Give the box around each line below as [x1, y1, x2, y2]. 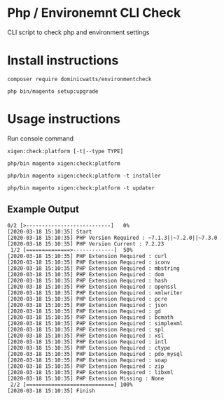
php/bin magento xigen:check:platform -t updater [7, 184, 155, 192]
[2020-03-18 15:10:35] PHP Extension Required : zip [7, 362, 164, 370]
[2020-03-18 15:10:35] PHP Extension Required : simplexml [7, 320, 183, 327]
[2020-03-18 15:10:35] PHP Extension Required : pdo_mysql [7, 350, 183, 357]
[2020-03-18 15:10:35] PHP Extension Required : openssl [7, 283, 177, 290]
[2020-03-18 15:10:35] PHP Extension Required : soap [7, 357, 168, 364]
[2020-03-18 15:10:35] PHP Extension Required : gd [7, 308, 161, 315]
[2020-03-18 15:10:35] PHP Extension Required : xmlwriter [7, 289, 183, 297]
